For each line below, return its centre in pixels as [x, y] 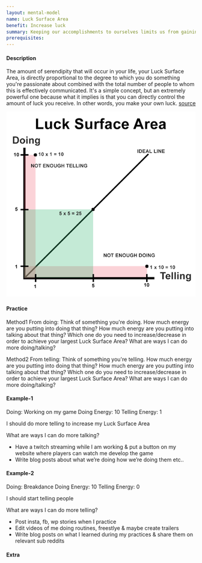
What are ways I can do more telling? [52, 510]
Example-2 [20, 473]
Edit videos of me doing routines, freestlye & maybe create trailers [97, 528]
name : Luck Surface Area [37, 19]
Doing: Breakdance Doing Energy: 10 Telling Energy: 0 [73, 487]
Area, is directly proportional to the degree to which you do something [93, 78]
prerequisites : [25, 38]
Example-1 [20, 398]
